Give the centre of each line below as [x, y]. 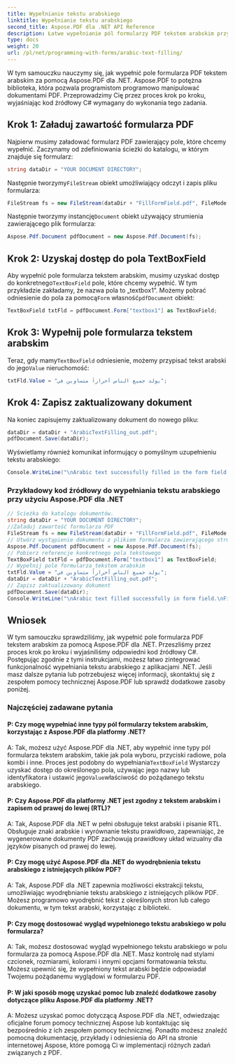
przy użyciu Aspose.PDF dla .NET [65, 499]
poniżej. [19, 689]
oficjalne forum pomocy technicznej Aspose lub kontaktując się [99, 1023]
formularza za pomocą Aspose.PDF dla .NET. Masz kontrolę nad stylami [111, 954]
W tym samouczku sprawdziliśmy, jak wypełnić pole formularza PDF [106, 637]
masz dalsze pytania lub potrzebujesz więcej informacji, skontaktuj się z [111, 675]
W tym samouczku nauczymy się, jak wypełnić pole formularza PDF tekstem [117, 73]
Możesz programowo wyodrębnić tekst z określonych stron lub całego [109, 900]
